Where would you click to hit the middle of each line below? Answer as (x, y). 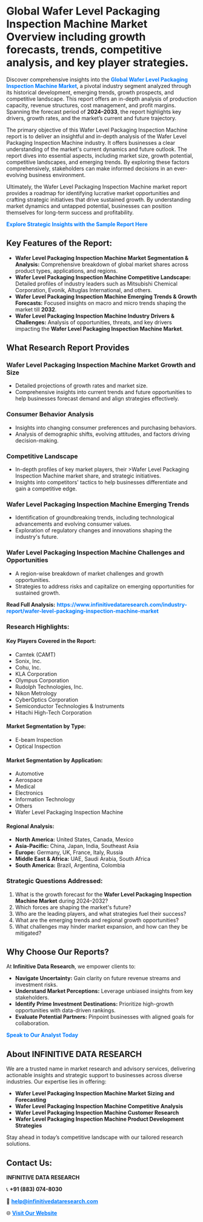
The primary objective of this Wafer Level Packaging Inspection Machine (97, 130)
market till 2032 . (36, 309)
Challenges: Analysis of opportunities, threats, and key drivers (93, 322)
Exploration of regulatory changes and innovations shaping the (93, 530)
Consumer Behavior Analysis (50, 415)
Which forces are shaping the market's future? (73, 907)
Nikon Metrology (36, 693)
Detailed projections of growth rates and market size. (81, 386)
